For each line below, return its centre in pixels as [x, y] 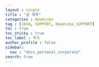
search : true [19, 57]
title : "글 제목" [23, 15]
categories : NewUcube [29, 19]
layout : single [22, 10]
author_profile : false [31, 43]
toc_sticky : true [25, 33]
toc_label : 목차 [22, 38]
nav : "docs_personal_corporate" [45, 52]
